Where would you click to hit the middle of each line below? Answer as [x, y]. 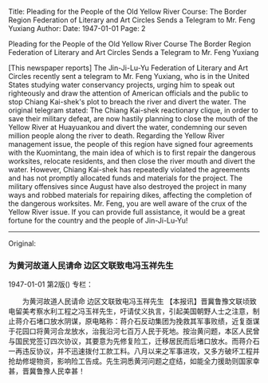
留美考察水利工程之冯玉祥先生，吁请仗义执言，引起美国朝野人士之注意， [134, 311]
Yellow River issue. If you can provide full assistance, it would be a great [127, 212]
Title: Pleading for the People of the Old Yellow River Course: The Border [128, 12]
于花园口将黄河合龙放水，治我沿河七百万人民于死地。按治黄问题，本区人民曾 [134, 331]
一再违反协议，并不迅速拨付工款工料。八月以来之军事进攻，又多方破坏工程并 [134, 351]
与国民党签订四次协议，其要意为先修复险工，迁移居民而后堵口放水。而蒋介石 [134, 342]
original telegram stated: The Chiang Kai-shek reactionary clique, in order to [133, 110]
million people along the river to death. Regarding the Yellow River [116, 136]
